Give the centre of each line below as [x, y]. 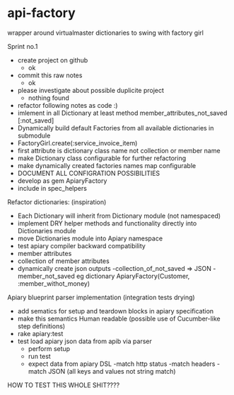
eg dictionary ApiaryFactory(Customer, [133, 276]
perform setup [49, 348]
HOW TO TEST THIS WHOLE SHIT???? [64, 385]
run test [39, 356]
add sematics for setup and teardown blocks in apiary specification [116, 311]
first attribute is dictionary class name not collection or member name [119, 150]
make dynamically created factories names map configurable [107, 165]
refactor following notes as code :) [68, 105]
